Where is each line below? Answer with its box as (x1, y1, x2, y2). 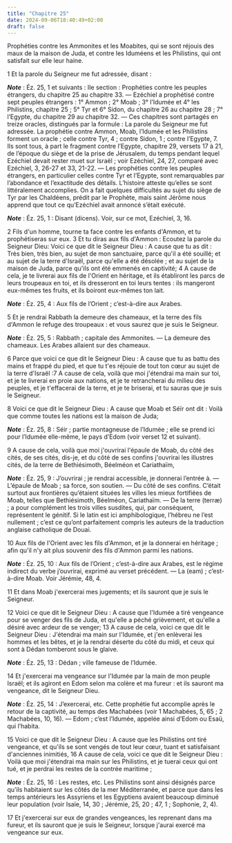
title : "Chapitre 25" (7, 10, 70, 17)
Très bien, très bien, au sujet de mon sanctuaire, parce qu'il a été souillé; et (7, 249, 221, 258)
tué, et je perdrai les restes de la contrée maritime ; (7, 765, 153, 773)
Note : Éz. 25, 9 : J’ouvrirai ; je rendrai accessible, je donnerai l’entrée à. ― (7, 474, 220, 482)
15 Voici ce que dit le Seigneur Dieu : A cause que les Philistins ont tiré (7, 735, 207, 743)
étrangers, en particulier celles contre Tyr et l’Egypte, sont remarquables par (7, 171, 225, 180)
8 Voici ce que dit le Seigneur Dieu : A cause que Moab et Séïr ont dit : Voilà (7, 405, 223, 413)
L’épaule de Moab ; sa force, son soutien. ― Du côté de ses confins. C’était (7, 482, 221, 490)
